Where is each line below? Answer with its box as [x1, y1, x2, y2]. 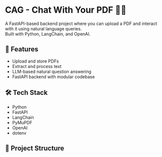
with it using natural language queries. [5, 25, 82, 31]
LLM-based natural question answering [12, 68, 92, 74]
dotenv [12, 130, 27, 136]
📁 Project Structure [5, 144, 64, 152]
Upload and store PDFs [12, 58, 59, 64]
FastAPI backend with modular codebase [12, 73, 95, 80]
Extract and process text [12, 63, 62, 69]
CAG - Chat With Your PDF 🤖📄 [5, 4, 127, 16]
